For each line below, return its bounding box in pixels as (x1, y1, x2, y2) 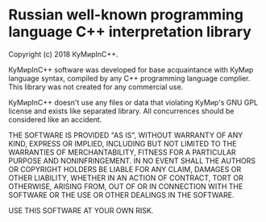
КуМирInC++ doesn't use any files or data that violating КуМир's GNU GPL (8, 97, 259, 107)
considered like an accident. (8, 114, 102, 124)
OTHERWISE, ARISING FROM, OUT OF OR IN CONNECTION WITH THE (8, 181, 243, 191)
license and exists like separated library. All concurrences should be (8, 106, 235, 116)
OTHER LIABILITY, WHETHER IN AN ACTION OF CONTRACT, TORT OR (8, 173, 243, 183)
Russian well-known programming (8, 6, 244, 24)
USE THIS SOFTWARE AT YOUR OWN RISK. (8, 205, 154, 215)
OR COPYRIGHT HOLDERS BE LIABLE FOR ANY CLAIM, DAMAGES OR (8, 164, 242, 174)
